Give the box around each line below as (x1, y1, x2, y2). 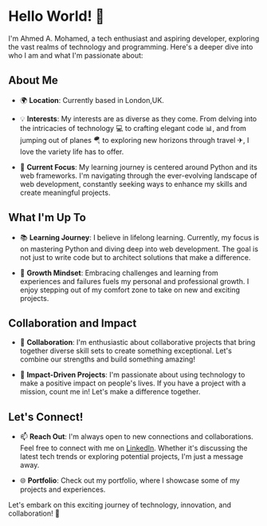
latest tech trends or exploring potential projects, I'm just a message (19, 452, 244, 461)
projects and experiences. (19, 484, 106, 494)
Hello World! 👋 (8, 7, 105, 26)
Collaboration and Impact (8, 316, 137, 330)
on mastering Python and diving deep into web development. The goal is (19, 243, 259, 254)
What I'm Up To (8, 211, 86, 224)
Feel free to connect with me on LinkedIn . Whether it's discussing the (19, 443, 248, 453)
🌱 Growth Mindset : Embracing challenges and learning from (19, 267, 218, 278)
